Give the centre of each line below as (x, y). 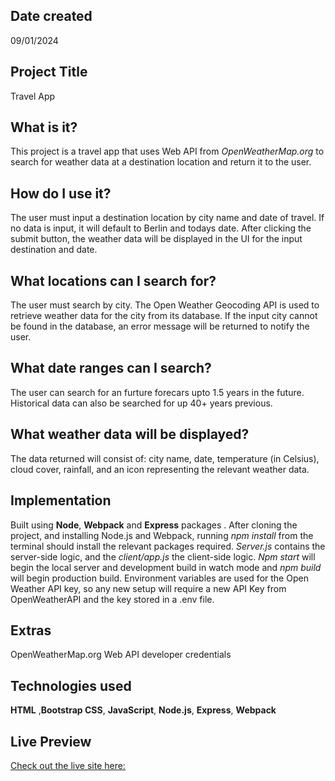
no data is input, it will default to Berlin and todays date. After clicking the (161, 228)
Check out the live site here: (68, 765)
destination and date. (54, 250)
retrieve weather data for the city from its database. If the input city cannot (164, 316)
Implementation (61, 500)
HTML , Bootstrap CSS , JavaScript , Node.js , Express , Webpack (143, 710)
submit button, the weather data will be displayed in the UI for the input (156, 239)
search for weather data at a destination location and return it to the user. (161, 162)
